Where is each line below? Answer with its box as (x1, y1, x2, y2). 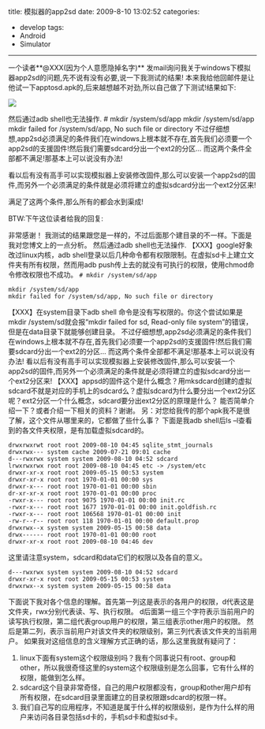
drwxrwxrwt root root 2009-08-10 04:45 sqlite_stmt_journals (8, 441, 214, 449)
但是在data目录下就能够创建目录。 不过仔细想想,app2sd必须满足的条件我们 (8, 327, 252, 337)
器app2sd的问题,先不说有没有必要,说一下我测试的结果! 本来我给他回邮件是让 (8, 73, 255, 82)
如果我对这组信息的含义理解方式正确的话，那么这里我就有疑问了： (23, 637, 238, 645)
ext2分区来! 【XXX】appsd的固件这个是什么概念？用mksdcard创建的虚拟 (14, 377, 252, 385)
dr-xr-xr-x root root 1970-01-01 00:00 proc (8, 489, 157, 497)
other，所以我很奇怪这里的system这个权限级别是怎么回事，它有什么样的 (19, 663, 254, 672)
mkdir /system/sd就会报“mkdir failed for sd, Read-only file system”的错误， (8, 318, 253, 326)
